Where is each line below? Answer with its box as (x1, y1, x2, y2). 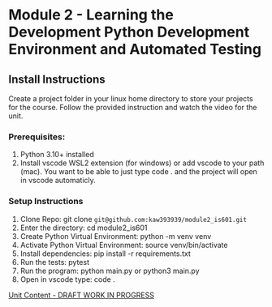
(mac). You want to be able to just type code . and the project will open (19, 167, 257, 177)
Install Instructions (8, 72, 106, 86)
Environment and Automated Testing (8, 41, 262, 58)
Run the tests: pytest (19, 257, 89, 266)
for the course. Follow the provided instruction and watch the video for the (8, 103, 257, 112)
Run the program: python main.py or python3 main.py (19, 266, 201, 275)
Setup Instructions (8, 196, 84, 207)
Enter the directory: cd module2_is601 (19, 223, 148, 232)
